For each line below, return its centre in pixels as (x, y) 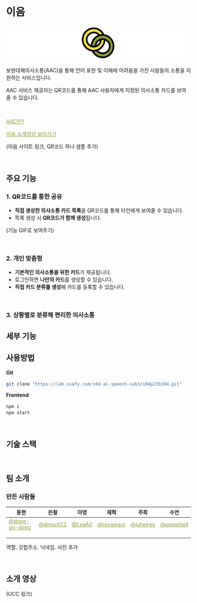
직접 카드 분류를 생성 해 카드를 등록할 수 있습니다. (70, 287)
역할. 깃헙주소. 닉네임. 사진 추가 (42, 547)
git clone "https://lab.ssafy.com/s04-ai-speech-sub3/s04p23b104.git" (94, 384)
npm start (18, 413)
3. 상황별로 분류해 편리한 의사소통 (50, 315)
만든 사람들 (21, 497)
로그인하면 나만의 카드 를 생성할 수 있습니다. (64, 279)
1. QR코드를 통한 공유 (34, 196)
